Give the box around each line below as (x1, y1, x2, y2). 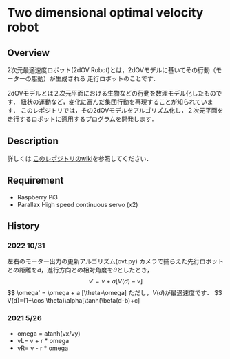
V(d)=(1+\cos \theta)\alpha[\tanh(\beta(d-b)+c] (7, 296, 140, 305)
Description (7, 135, 59, 147)
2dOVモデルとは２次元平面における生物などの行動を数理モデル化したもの (7, 89, 217, 97)
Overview (7, 47, 50, 58)
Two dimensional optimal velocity (7, 5, 204, 21)
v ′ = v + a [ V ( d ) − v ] (88, 277, 143, 285)
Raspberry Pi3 (17, 193, 59, 201)
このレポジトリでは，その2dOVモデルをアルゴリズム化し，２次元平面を (20, 107, 224, 114)
